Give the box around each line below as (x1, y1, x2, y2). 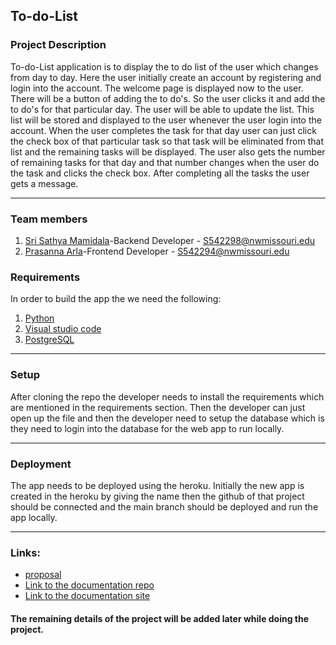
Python (24, 312, 55, 324)
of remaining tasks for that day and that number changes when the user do (10, 156, 320, 168)
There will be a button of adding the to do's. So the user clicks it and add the (10, 92, 326, 104)
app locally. (10, 511, 58, 523)
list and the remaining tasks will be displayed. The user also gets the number (10, 145, 326, 158)
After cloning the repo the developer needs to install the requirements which (10, 390, 325, 403)
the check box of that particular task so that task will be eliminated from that (10, 135, 324, 147)
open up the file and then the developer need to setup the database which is (10, 412, 325, 424)
